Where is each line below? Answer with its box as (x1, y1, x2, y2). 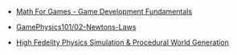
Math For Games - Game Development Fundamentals (15, 7, 193, 16)
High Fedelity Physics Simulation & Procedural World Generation (15, 37, 229, 47)
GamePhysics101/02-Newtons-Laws (15, 22, 137, 31)
